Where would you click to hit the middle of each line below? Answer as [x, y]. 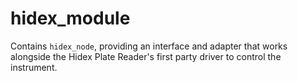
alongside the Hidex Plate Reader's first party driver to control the [146, 56]
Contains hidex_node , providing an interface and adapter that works [149, 46]
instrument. [34, 67]
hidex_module [70, 18]
